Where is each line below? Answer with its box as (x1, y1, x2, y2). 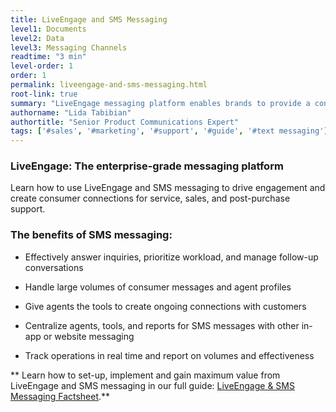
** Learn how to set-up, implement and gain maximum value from (10, 369, 281, 381)
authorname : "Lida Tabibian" (10, 107, 132, 118)
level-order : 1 (10, 61, 74, 71)
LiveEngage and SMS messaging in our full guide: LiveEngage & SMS (10, 379, 295, 391)
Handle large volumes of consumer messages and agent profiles (24, 281, 292, 293)
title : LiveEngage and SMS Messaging (10, 14, 168, 25)
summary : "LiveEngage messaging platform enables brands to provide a (10, 98, 311, 108)
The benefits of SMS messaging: (10, 228, 173, 242)
